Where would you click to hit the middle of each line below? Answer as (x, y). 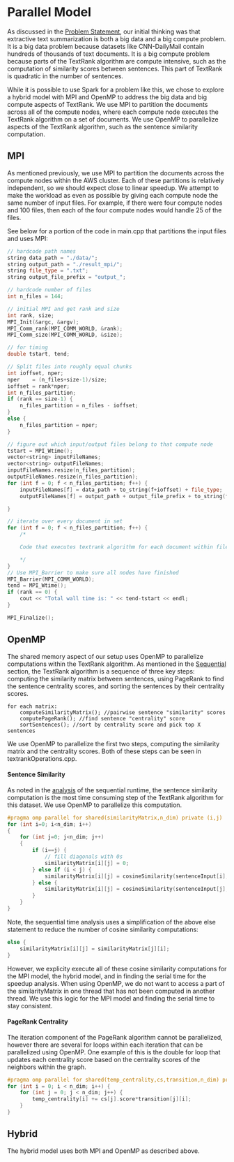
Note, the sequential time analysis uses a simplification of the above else (111, 922)
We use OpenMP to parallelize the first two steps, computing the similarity (114, 743)
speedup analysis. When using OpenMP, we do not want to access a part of (116, 983)
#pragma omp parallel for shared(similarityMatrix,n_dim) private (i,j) (115, 818)
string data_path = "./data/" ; (53, 258)
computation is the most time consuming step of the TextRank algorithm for (116, 797)
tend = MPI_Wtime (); (37, 586)
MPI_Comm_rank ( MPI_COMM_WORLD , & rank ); (65, 328)
